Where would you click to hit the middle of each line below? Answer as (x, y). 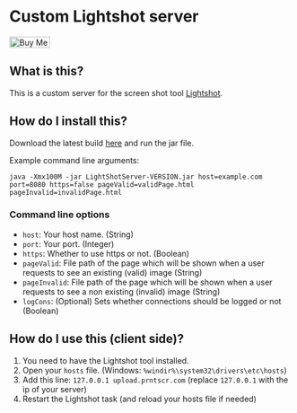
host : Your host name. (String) (78, 234)
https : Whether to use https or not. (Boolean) (106, 253)
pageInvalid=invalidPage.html (66, 192)
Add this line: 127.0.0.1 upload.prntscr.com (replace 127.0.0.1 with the (155, 380)
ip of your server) (54, 389)
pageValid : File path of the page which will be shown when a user (143, 263)
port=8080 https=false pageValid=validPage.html (102, 185)
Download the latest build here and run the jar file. (102, 143)
